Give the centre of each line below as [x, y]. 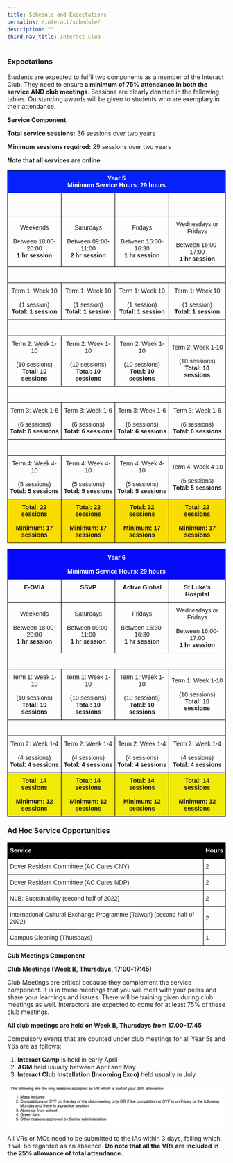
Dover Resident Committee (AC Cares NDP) [70, 882]
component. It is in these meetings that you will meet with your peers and [112, 990]
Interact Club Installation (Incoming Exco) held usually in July [106, 1074]
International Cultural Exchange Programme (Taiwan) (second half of [102, 914]
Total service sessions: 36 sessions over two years [81, 133]
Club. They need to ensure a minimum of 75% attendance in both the [107, 84]
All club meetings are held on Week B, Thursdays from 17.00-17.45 [105, 1025]
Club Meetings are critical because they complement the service [100, 982]
